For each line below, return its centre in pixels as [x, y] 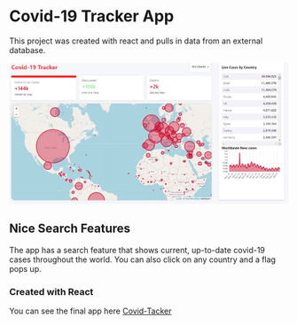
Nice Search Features [70, 229]
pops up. [25, 268]
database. [27, 50]
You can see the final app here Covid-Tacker [90, 311]
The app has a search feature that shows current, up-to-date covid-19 [137, 250]
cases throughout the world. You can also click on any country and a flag [143, 259]
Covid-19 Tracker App [92, 16]
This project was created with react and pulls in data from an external [136, 41]
